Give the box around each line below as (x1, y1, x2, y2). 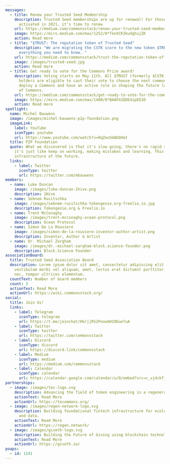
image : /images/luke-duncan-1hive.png (14, 187, 96, 192)
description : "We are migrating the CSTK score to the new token (14, 45, 155, 50)
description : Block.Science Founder (14, 248, 92, 253)
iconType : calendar (18, 371, 60, 376)
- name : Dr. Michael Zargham (10, 239, 71, 244)
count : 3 (10, 281, 28, 286)
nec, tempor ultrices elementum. (14, 272, 85, 277)
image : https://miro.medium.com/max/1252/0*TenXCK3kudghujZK (14, 31, 146, 36)
